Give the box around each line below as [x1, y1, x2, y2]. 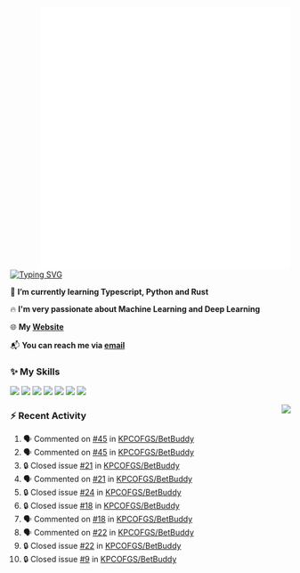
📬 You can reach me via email [10, 340, 126, 350]
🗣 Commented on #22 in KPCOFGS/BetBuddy [22, 528, 195, 538]
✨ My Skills [10, 365, 61, 378]
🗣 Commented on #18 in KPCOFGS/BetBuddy [22, 514, 193, 525]
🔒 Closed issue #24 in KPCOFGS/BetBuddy [22, 487, 182, 498]
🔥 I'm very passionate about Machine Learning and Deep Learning [10, 303, 261, 314]
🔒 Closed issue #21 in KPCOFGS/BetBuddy [22, 461, 181, 471]
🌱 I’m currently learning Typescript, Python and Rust [10, 286, 209, 297]
